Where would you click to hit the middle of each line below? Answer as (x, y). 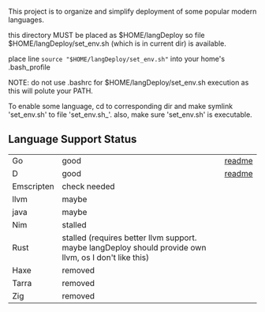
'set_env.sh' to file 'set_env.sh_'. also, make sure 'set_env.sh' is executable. (130, 115)
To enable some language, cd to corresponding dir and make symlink (121, 106)
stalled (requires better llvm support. (129, 238)
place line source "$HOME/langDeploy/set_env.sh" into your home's (117, 59)
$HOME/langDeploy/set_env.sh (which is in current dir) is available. (118, 43)
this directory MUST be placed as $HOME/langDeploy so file (106, 35)
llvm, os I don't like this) (106, 257)
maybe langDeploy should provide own (134, 247)
